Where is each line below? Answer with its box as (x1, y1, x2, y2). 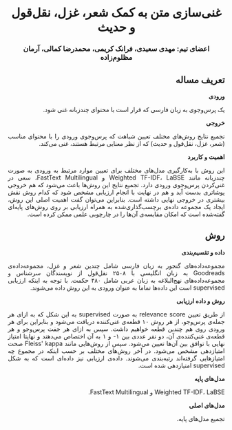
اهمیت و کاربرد (187, 153, 225, 161)
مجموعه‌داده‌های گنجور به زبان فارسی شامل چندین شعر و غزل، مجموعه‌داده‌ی (8, 261, 225, 270)
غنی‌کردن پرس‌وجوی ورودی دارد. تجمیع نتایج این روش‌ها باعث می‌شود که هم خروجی (8, 180, 225, 189)
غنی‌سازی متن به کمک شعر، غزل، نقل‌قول (10, 5, 222, 21)
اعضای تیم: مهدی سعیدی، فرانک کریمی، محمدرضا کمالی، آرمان (23, 44, 210, 54)
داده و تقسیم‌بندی (181, 248, 225, 256)
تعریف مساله (175, 74, 225, 85)
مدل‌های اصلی (189, 401, 225, 409)
